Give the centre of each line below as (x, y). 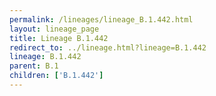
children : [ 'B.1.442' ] (56, 76)
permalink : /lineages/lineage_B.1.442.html (101, 19)
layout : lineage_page (54, 29)
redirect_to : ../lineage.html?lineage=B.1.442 (108, 47)
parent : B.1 (34, 66)
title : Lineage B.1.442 (59, 38)
